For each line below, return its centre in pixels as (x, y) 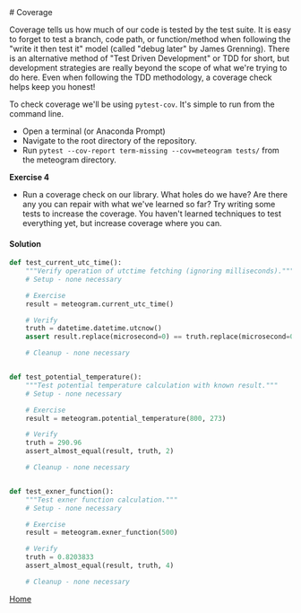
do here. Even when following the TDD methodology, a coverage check (141, 77)
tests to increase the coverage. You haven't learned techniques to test (152, 214)
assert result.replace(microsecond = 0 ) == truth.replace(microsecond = (158, 337)
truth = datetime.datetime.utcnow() (94, 328)
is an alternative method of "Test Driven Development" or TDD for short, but (149, 58)
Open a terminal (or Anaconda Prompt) (94, 131)
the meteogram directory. (69, 160)
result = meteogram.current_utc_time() (100, 304)
